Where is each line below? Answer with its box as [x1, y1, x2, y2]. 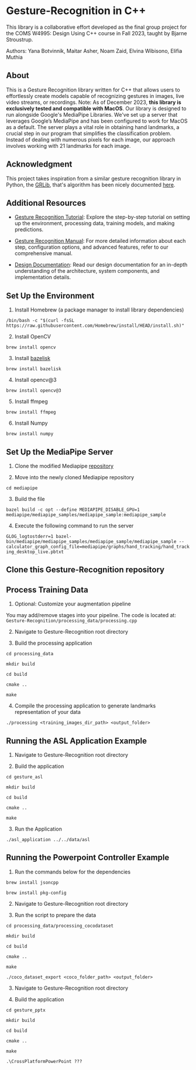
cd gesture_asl [6, 774, 43, 780]
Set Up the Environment [6, 290, 95, 300]
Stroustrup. [6, 36, 33, 43]
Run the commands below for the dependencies [14, 868, 130, 875]
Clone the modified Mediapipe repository [14, 462, 114, 469]
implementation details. [14, 274, 71, 281]
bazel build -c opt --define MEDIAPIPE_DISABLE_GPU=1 [6, 507, 140, 513]
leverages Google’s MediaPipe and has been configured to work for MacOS [6, 117, 188, 124]
